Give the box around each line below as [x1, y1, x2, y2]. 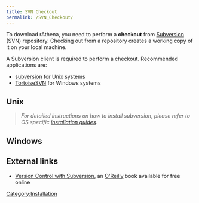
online [14, 179, 30, 186]
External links [6, 156, 59, 167]
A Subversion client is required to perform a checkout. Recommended [6, 55, 178, 62]
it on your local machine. [6, 43, 67, 51]
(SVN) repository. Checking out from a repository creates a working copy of [6, 37, 193, 44]
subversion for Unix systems [14, 73, 85, 80]
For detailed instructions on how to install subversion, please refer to [20, 112, 190, 119]
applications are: [6, 61, 47, 69]
